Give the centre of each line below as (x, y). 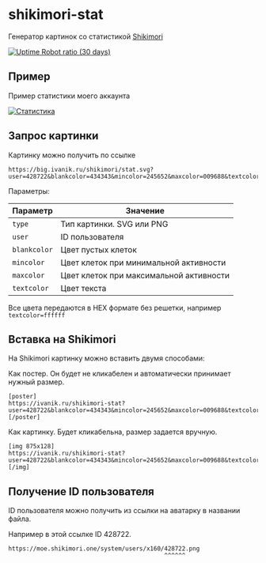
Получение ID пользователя (81, 491)
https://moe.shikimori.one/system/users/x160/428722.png (104, 549)
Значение (145, 210)
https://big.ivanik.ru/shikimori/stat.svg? (81, 169)
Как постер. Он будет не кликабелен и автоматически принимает (120, 374)
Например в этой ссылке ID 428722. (70, 535)
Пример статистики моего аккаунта (69, 96)
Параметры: (29, 191)
